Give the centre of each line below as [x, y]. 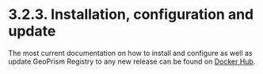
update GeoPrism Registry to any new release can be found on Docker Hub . [132, 61]
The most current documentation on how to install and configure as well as [130, 53]
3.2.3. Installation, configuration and [131, 15]
